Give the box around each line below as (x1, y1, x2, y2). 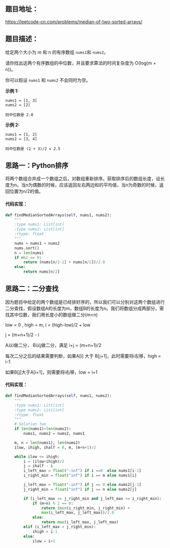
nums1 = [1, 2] (5, 132, 37, 137)
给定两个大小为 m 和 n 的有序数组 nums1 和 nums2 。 (5, 49, 109, 55)
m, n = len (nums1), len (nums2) (14, 440, 80, 445)
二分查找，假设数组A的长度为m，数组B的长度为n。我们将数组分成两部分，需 (5, 305, 164, 311)
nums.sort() (14, 245, 39, 250)
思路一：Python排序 (5, 162, 69, 170)
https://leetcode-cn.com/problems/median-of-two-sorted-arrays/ (5, 18, 143, 24)
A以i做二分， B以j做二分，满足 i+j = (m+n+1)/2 (5, 342, 102, 348)
